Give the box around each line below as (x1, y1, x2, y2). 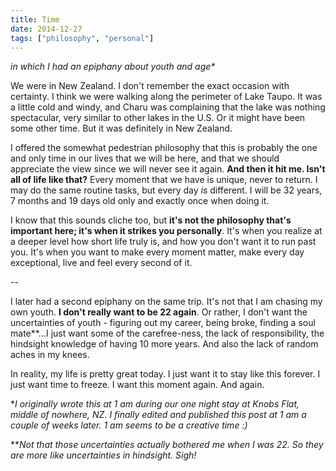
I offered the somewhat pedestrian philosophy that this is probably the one (10, 142, 318, 154)
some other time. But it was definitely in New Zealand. (10, 122, 233, 135)
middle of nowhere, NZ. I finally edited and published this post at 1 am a (10, 409, 307, 421)
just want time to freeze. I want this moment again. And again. (10, 379, 265, 391)
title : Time (10, 14, 60, 25)
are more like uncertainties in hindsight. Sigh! (10, 449, 197, 461)
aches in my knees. (10, 349, 90, 361)
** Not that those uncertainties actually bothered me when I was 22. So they (10, 439, 324, 451)
